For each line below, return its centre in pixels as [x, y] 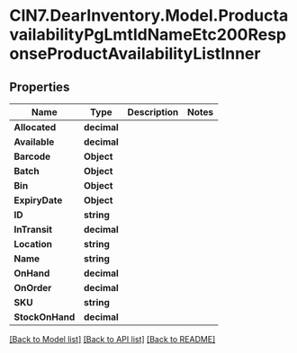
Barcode [32, 156]
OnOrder [33, 288]
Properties [40, 87]
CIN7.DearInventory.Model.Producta [149, 16]
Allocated [35, 127]
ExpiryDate [38, 200]
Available [34, 142]
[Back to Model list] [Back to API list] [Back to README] [112, 339]
